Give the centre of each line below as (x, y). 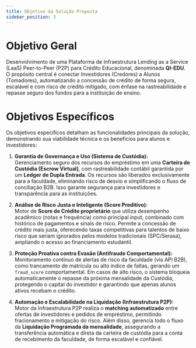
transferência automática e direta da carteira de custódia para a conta (98, 333)
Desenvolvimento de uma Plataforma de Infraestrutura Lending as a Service (97, 62)
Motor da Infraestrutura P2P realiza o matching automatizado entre (96, 308)
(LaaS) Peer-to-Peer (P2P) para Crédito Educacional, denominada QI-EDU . (96, 68)
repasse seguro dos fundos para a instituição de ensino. (74, 93)
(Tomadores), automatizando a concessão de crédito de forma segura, (91, 81)
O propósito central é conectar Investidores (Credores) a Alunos (83, 74)
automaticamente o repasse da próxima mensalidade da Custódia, (94, 279)
